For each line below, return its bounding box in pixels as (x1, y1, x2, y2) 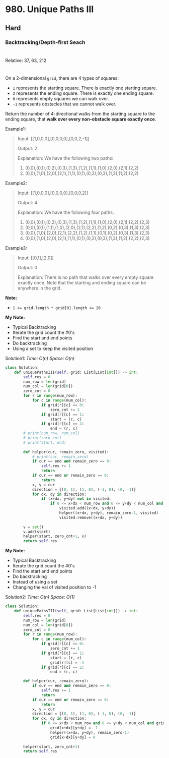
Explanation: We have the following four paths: (17, 209, 114, 215)
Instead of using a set (12, 579, 58, 585)
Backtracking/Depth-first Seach (5, 39, 86, 46)
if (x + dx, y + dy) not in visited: (41, 496, 112, 501)
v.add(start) (23, 529, 51, 534)
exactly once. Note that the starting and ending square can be (17, 279, 146, 285)
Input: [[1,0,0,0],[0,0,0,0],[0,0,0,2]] (17, 190, 89, 196)
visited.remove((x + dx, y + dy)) (59, 515, 123, 520)
